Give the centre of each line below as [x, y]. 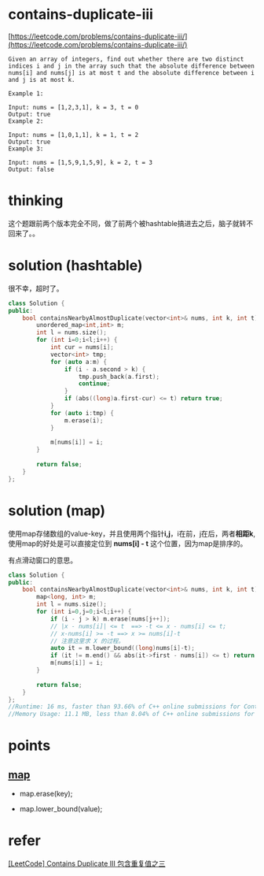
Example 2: [26, 121]
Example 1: [26, 93]
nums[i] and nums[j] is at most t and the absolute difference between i [132, 72]
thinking [36, 200]
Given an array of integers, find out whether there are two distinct [126, 59]
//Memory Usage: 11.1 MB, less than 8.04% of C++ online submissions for [132, 715]
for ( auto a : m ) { [79, 362]
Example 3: [26, 148]
